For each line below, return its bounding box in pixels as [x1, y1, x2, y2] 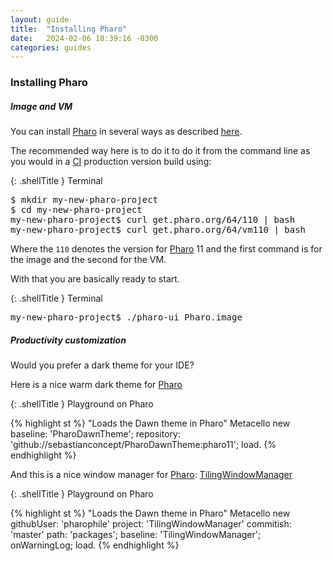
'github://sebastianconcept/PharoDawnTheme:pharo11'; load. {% [10, 439, 277, 451]
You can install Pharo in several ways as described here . [10, 126, 243, 138]
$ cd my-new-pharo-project [10, 204, 143, 216]
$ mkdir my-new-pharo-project [10, 194, 159, 206]
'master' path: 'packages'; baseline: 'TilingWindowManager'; [10, 529, 262, 541]
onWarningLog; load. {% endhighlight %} [10, 539, 180, 551]
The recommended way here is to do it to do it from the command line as [10, 145, 311, 157]
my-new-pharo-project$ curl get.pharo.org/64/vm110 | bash [10, 224, 307, 236]
